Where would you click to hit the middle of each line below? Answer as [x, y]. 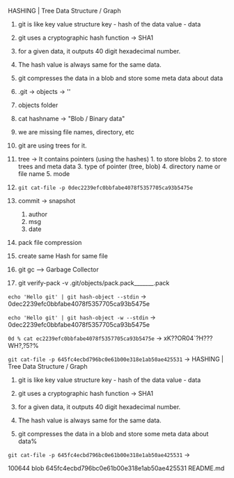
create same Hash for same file [63, 256]
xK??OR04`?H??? [188, 338]
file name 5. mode [44, 174]
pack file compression [50, 242]
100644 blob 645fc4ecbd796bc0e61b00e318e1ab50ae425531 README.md [116, 468]
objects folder [38, 105]
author [38, 214]
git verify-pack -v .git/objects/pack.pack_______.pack [94, 283]
